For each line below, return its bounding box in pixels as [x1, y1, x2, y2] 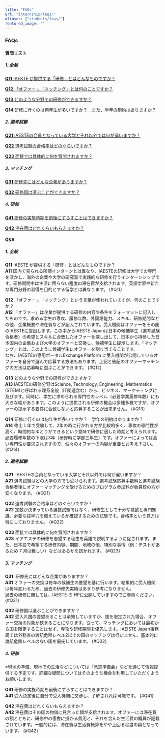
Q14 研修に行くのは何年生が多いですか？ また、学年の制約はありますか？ [5, 107, 156, 113]
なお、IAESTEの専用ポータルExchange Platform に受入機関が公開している [5, 352, 154, 358]
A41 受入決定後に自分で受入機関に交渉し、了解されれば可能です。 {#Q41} [5, 693, 154, 699]
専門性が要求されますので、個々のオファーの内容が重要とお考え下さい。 [9, 441, 156, 447]
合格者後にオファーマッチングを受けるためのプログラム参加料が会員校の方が [5, 484, 160, 490]
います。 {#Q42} [5, 728, 38, 734]
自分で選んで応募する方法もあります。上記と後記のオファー [22, 359, 142, 365]
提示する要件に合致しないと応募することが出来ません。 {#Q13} [18, 406, 145, 412]
